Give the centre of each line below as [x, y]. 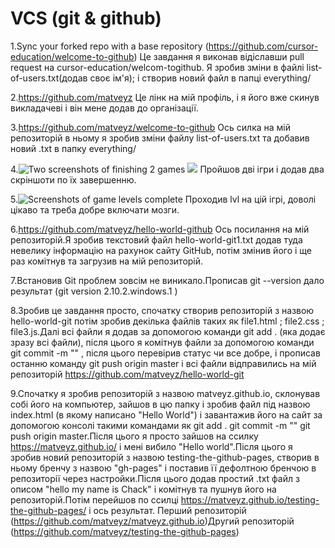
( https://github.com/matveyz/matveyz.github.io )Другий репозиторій [152, 521]
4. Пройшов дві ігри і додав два [167, 169]
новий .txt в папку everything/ [73, 148]
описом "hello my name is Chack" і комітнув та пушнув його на [143, 489]
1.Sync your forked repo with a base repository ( [109, 46]
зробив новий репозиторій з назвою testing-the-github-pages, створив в [165, 457]
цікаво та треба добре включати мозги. [95, 209]
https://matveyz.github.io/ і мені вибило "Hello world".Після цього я [151, 446]
